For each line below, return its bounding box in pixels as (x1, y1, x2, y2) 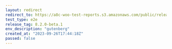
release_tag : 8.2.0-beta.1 (5, 21, 63, 27)
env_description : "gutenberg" (5, 27, 70, 32)
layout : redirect (5, 7, 42, 13)
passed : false (5, 36, 36, 41)
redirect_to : (5, 12, 33, 17)
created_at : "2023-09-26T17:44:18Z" (5, 31, 83, 36)
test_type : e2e (5, 17, 38, 22)
